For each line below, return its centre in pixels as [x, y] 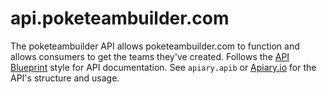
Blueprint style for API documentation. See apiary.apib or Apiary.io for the [163, 67]
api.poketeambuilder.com [120, 18]
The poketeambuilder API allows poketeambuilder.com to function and [155, 46]
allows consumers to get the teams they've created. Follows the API [150, 56]
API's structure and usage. [65, 78]
